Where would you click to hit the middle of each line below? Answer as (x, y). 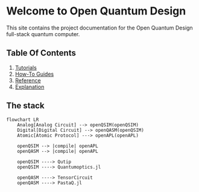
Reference (28, 80)
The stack (25, 106)
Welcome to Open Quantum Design (96, 11)
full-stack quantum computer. (43, 34)
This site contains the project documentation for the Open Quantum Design (99, 28)
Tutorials (26, 67)
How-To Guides (34, 74)
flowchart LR (23, 119)
